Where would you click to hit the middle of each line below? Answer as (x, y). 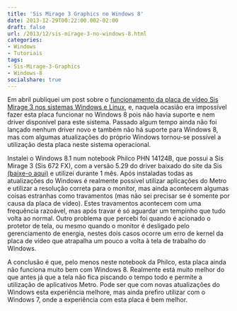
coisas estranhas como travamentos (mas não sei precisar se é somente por (118, 196)
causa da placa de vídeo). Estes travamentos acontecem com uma (104, 204)
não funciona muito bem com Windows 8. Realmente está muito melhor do (116, 270)
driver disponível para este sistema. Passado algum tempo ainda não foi (112, 122)
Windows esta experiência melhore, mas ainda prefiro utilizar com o (106, 292)
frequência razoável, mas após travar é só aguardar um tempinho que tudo (116, 211)
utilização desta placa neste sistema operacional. (79, 145)
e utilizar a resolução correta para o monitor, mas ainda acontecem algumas (118, 189)
